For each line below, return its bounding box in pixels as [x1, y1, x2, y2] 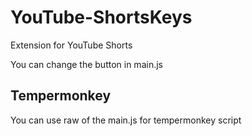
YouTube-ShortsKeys [10, 6, 193, 29]
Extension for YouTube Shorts [10, 39, 133, 51]
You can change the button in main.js [10, 58, 163, 70]
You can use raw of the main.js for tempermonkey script [10, 114, 242, 126]
